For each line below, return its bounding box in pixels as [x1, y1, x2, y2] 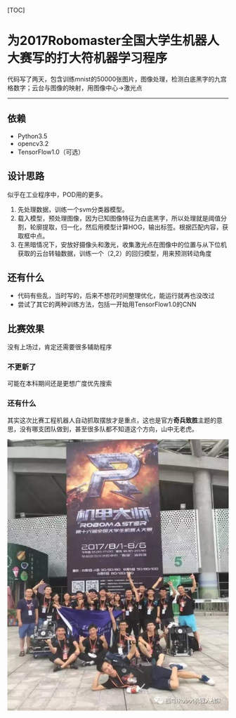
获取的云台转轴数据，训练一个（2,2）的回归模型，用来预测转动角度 [17, 249, 212, 257]
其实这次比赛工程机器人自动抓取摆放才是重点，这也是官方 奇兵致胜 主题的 [7, 416, 216, 424]
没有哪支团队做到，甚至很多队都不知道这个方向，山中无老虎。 [19, 424, 198, 433]
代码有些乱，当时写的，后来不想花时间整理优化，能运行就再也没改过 [17, 292, 215, 300]
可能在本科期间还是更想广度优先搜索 [7, 379, 112, 388]
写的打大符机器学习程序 [32, 51, 168, 66]
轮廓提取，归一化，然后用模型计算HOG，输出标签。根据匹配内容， [29, 223, 223, 231]
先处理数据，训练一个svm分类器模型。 [17, 205, 129, 214]
